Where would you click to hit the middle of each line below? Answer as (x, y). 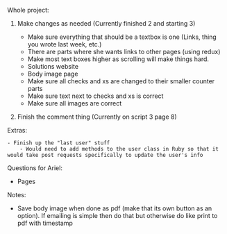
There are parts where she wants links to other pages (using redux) (124, 52)
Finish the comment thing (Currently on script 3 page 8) (97, 117)
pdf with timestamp (45, 223)
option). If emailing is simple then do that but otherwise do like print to (117, 216)
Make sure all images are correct (75, 103)
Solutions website (53, 66)
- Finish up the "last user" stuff (59, 143)
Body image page (53, 74)
